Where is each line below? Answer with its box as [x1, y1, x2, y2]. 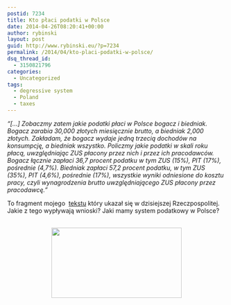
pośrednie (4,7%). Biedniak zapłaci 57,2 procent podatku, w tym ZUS [7, 164, 206, 172]
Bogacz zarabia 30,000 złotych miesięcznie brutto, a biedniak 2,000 [7, 126, 204, 135]
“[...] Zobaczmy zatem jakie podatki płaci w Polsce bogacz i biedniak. [7, 119, 208, 128]
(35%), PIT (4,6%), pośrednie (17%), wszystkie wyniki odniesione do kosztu [7, 171, 224, 179]
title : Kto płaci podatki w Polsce [7, 17, 110, 24]
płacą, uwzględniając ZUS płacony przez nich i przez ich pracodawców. [7, 148, 214, 157]
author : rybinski [7, 29, 58, 37]
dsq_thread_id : [7, 55, 51, 62]
